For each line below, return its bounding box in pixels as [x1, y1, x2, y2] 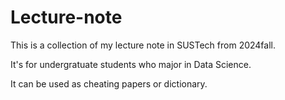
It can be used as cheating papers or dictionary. [10, 77, 208, 90]
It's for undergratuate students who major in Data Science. [10, 58, 252, 70]
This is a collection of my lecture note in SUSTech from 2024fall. [10, 39, 277, 51]
